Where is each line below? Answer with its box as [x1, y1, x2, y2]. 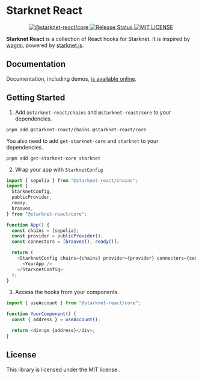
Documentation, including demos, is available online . [6, 75, 137, 82]
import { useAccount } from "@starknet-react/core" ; [6, 300, 141, 306]
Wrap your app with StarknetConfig [14, 166, 103, 173]
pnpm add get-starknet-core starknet [6, 155, 101, 161]
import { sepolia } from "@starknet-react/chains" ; [6, 177, 138, 184]
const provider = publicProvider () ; [11, 233, 103, 239]
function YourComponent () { [6, 311, 77, 317]
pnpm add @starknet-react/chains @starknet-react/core [6, 127, 147, 133]
